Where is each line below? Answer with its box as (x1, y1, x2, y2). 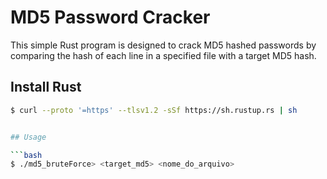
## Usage (10, 132, 47, 142)
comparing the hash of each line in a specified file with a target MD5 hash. (10, 49, 317, 61)
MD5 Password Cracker (10, 6, 211, 29)
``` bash (10, 150, 43, 160)
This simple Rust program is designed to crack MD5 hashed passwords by (10, 39, 317, 51)
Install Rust (10, 79, 82, 96)
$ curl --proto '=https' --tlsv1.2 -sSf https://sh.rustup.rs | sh (10, 105, 298, 115)
